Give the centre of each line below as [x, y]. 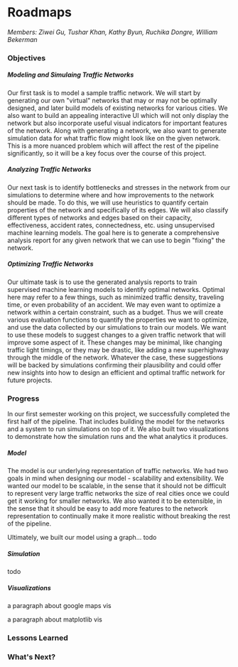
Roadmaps [40, 12]
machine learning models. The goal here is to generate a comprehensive [113, 232]
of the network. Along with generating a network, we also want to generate [117, 130]
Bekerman [22, 39]
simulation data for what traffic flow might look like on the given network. [114, 138]
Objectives [27, 58]
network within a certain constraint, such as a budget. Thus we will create [115, 312]
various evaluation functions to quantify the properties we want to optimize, [118, 320]
